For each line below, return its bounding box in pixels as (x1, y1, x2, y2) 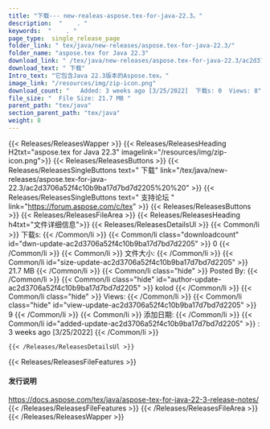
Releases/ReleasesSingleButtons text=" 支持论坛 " (8, 192, 175, 202)
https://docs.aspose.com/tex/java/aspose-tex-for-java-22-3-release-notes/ (8, 395, 260, 405)
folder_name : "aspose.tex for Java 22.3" (8, 49, 149, 57)
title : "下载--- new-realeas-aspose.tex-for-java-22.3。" (8, 11, 203, 20)
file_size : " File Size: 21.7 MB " (8, 94, 131, 102)
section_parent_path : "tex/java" (8, 109, 121, 118)
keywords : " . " (8, 27, 78, 35)
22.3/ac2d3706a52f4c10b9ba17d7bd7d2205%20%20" (8, 183, 190, 192)
